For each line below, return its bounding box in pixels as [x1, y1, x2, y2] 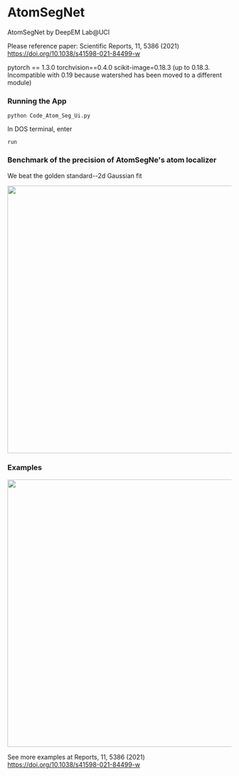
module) [7, 78, 32, 86]
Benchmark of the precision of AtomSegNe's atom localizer [7, 155, 217, 165]
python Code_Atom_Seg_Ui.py [7, 112, 91, 120]
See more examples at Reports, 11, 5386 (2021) [7, 752, 146, 761]
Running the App [7, 96, 67, 106]
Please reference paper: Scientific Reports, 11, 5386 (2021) [7, 41, 180, 50]
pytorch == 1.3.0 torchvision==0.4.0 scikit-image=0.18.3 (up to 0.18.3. [7, 63, 211, 71]
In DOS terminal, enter [7, 125, 73, 133]
